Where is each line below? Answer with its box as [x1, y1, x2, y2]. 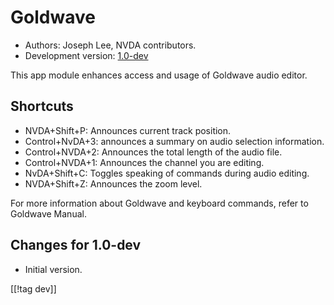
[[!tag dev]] [10, 282, 57, 295]
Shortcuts [10, 98, 74, 115]
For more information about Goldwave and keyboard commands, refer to [10, 197, 309, 209]
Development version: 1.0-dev [24, 49, 149, 61]
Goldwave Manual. [10, 207, 87, 220]
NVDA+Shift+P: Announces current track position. [24, 124, 232, 136]
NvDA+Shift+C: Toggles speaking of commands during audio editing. [24, 167, 310, 179]
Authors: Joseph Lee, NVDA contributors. [24, 39, 197, 51]
